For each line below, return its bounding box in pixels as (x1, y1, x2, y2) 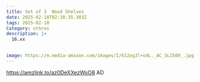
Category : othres (6, 25, 50, 31)
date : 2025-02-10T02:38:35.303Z (6, 14, 87, 20)
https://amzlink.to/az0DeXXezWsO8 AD (6, 69, 104, 76)
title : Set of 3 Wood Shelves (6, 8, 84, 15)
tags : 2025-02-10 (6, 20, 50, 26)
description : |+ (6, 31, 47, 37)
